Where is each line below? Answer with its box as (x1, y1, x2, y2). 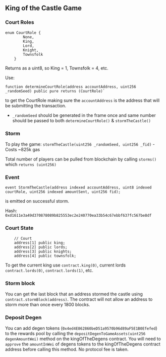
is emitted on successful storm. (5, 198, 69, 204)
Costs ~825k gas (5, 146, 41, 152)
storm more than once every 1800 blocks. (5, 301, 90, 307)
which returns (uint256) (5, 161, 57, 167)
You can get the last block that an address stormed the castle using (5, 291, 143, 297)
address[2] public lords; (14, 245, 68, 250)
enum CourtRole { (5, 30, 41, 35)
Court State (5, 225, 34, 232)
